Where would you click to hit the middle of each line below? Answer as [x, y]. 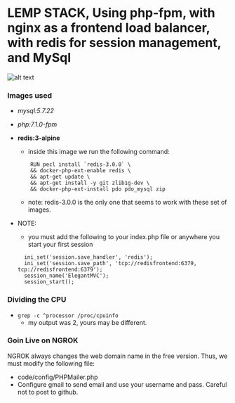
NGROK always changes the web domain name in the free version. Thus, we [117, 356]
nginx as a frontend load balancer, [109, 28]
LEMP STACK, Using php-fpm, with [111, 13]
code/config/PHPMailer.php [58, 377]
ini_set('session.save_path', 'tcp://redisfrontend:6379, [110, 264]
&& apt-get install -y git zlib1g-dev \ [90, 183]
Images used [30, 95]
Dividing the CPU [37, 300]
